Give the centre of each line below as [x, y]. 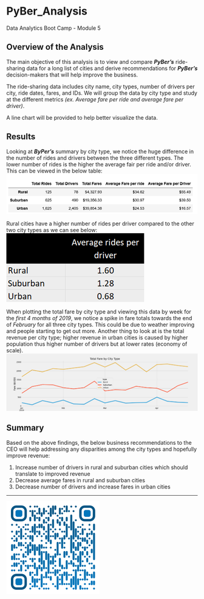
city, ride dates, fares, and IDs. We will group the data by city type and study [102, 93]
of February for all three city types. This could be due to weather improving [100, 324]
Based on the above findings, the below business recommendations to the [99, 442]
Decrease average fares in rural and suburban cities [80, 480]
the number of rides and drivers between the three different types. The [95, 158]
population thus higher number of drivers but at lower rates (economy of [97, 344]
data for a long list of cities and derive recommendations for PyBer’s [112, 68]
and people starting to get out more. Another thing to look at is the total [95, 331]
